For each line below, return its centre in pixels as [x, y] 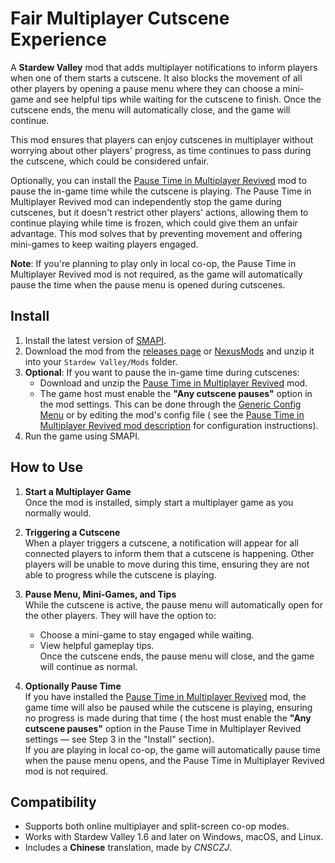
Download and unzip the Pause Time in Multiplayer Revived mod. [173, 383]
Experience [58, 39]
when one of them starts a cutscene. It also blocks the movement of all [156, 78]
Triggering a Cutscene [72, 532]
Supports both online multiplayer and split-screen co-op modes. [157, 826]
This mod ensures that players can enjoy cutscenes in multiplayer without [162, 139]
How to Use [47, 467]
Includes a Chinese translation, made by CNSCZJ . [128, 848]
